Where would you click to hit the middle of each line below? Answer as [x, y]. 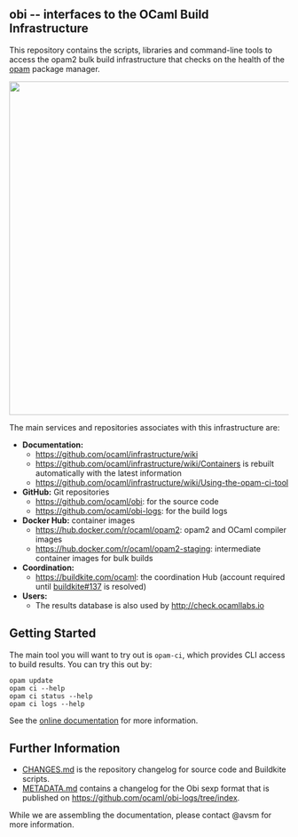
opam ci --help [37, 688]
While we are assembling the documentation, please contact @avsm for [141, 815]
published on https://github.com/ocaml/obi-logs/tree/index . [131, 798]
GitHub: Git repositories [66, 492]
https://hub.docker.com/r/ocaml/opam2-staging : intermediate [148, 548]
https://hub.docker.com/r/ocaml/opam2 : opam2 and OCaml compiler [161, 529]
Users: [35, 596]
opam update [31, 680]
